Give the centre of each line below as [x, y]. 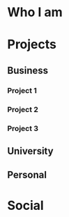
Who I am [35, 12]
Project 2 [23, 109]
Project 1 [22, 90]
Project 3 [23, 128]
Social [25, 205]
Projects [32, 45]
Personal [27, 175]
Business [28, 70]
